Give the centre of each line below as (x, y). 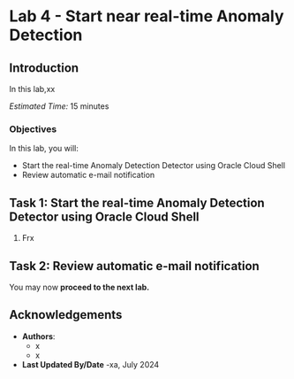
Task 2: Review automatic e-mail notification (135, 266)
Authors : (38, 336)
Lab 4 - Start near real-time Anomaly (147, 16)
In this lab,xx (32, 89)
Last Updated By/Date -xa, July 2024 (90, 364)
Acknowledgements (66, 315)
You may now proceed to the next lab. (79, 287)
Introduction (44, 68)
